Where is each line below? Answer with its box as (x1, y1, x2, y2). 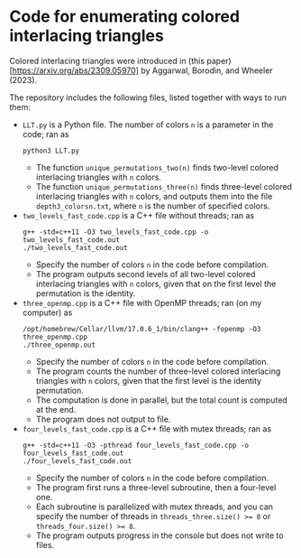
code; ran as (22, 128, 69, 139)
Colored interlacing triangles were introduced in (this (9, 55, 205, 66)
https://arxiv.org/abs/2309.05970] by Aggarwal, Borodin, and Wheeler (12, 65, 273, 76)
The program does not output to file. (35, 414, 171, 424)
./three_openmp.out (22, 340, 96, 349)
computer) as (22, 307, 73, 318)
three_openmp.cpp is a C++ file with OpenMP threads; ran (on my (22, 297, 262, 308)
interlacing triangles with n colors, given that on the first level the (35, 278, 277, 289)
